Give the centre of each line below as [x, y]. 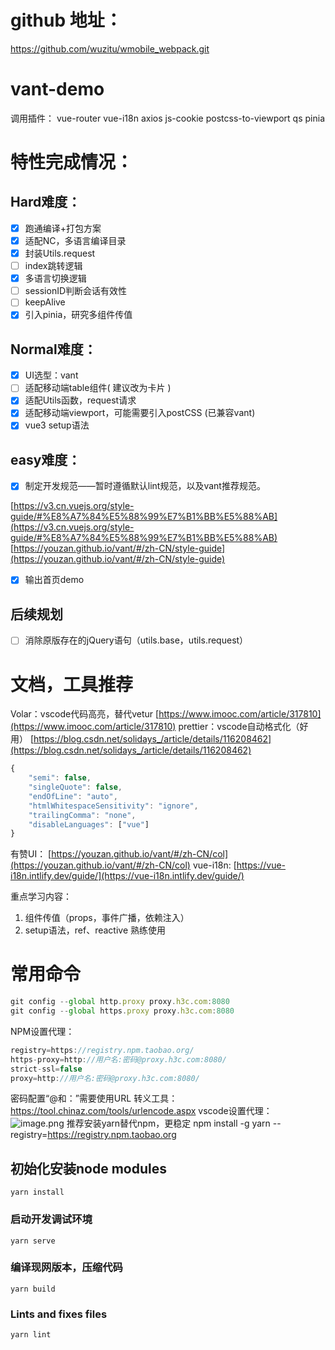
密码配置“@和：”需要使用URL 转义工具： [94, 1098]
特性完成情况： [72, 162]
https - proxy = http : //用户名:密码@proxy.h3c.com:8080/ [118, 1059]
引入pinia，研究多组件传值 [78, 315]
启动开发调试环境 [51, 1219]
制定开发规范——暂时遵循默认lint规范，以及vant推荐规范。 [145, 486]
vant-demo [57, 89]
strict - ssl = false [46, 1069]
